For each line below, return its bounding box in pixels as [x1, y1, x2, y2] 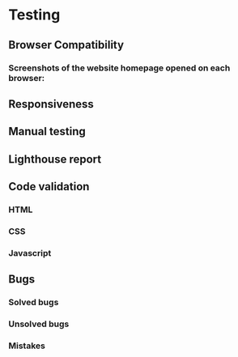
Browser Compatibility [8, 38, 124, 52]
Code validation [8, 180, 90, 193]
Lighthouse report [8, 152, 102, 166]
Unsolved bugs [8, 318, 70, 329]
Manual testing [8, 125, 87, 138]
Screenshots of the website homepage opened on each [8, 62, 231, 74]
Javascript [8, 247, 52, 258]
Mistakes [8, 340, 46, 351]
